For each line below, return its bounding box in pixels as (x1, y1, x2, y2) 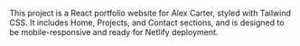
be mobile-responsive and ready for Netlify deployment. (9, 27, 219, 37)
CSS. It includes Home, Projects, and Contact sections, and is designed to (9, 17, 285, 28)
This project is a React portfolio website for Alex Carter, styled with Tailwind (9, 8, 291, 18)
